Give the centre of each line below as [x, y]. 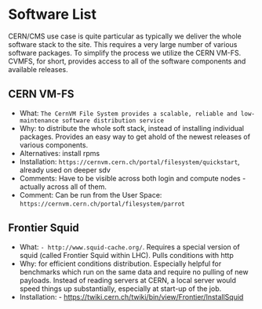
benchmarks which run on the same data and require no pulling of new [134, 271]
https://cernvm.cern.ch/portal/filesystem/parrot [102, 204]
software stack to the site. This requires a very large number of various [123, 44]
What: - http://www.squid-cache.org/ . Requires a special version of [130, 247]
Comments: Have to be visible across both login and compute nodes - [133, 178]
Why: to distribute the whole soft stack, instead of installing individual [132, 128]
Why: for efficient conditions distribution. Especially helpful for [120, 264]
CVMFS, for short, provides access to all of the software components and [127, 61]
